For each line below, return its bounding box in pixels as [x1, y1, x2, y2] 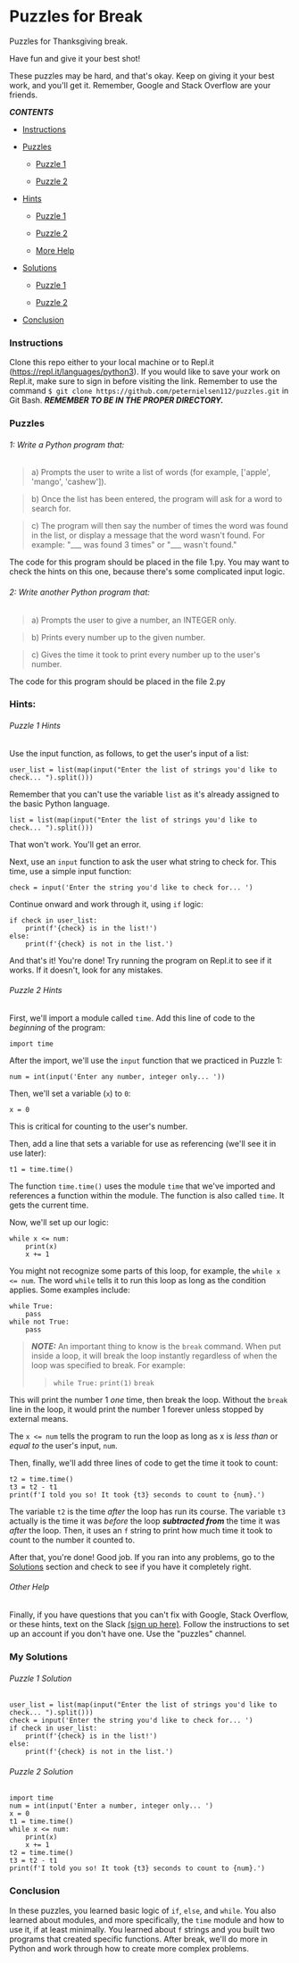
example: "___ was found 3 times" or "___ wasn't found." [30, 539, 237, 550]
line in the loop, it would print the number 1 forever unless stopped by [9, 1404, 264, 1415]
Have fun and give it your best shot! [9, 53, 141, 63]
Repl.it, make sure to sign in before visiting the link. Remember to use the [9, 376, 278, 387]
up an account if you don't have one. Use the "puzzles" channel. [9, 1628, 247, 1640]
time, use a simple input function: [9, 865, 132, 876]
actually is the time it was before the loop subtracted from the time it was [9, 1516, 281, 1526]
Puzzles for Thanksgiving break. [9, 36, 128, 46]
